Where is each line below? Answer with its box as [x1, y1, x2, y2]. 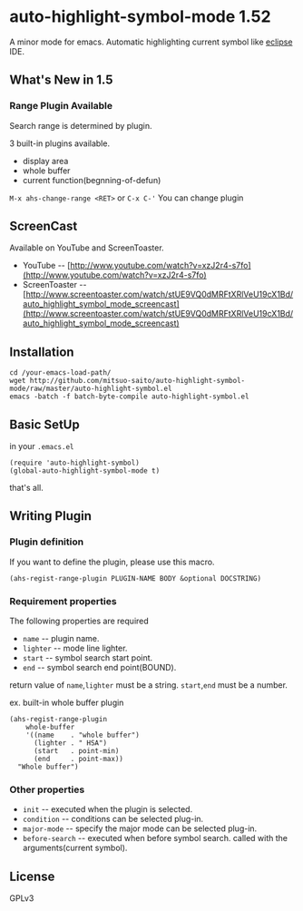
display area [22, 155, 69, 166]
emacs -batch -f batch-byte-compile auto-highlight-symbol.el [9, 392, 249, 401]
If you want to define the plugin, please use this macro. [9, 556, 215, 567]
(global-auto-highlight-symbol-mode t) [9, 466, 161, 475]
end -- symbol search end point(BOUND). [22, 662, 177, 673]
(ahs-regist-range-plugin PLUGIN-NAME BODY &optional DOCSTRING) [9, 573, 261, 583]
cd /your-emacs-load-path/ [9, 368, 112, 377]
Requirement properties [9, 594, 117, 607]
